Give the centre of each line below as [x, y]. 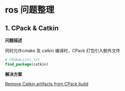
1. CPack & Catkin [32, 28]
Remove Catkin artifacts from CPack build [47, 84]
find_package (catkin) [27, 64]
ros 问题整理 [30, 10]
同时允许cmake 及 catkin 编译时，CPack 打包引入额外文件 [63, 51]
